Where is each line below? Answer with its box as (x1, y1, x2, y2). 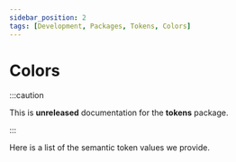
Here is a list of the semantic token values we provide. (9, 142, 210, 153)
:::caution (9, 90, 45, 101)
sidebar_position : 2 (9, 13, 87, 22)
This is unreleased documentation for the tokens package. (9, 107, 229, 118)
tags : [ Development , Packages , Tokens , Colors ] (9, 22, 192, 31)
